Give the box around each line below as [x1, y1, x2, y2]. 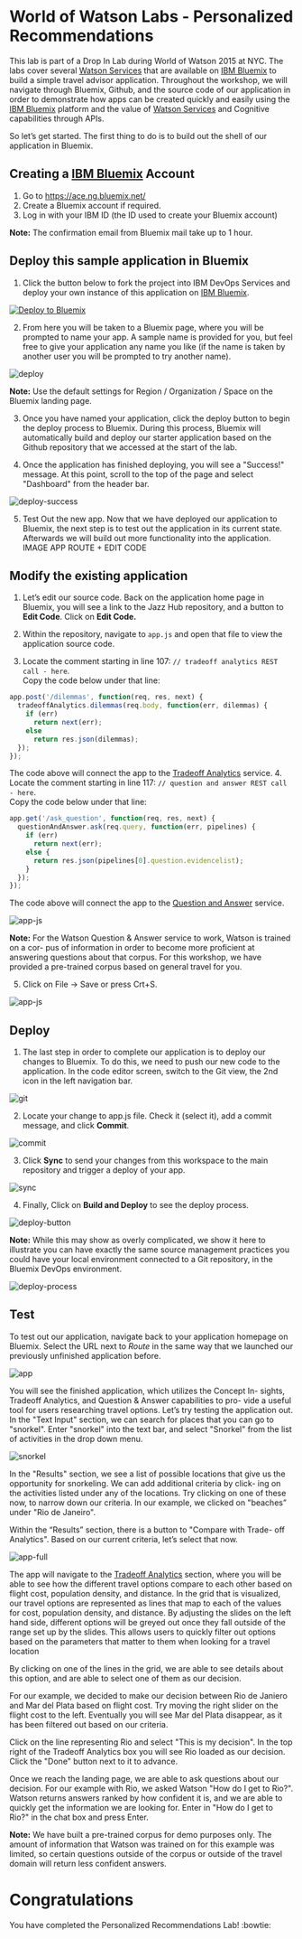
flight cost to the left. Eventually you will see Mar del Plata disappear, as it [9, 1710, 282, 1720]
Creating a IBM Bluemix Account [9, 166, 196, 182]
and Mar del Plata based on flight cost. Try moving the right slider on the [9, 1700, 279, 1710]
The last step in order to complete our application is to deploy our [22, 1046, 266, 1058]
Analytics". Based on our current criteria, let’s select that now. [9, 1533, 239, 1544]
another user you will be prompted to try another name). [22, 351, 232, 361]
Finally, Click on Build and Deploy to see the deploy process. [22, 1200, 250, 1211]
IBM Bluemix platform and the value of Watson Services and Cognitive [9, 103, 270, 114]
